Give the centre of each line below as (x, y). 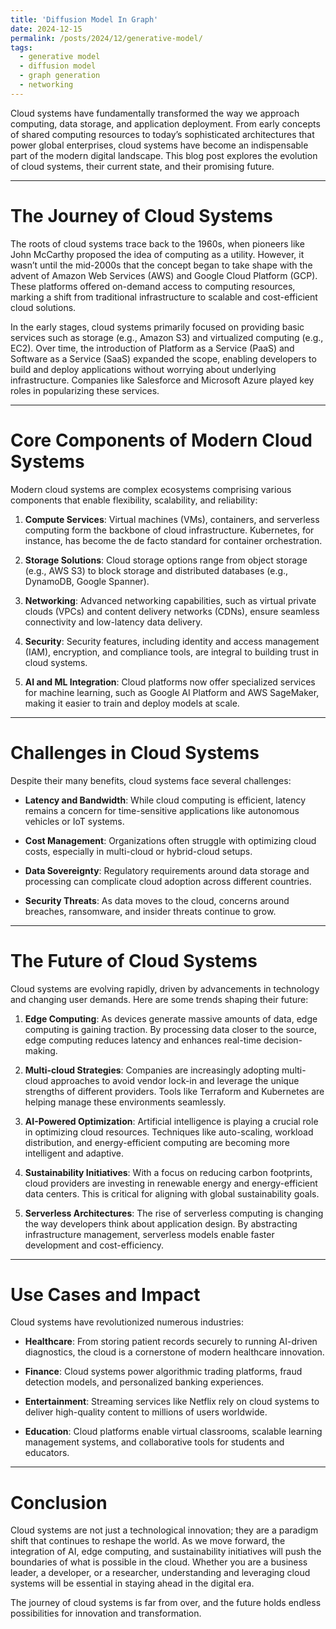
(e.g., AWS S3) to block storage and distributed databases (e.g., (156, 570)
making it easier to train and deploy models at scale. (132, 703)
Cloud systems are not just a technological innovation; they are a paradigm (164, 1530)
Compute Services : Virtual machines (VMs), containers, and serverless (172, 519)
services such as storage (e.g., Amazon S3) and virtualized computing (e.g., (167, 337)
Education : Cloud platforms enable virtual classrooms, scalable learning (173, 1432)
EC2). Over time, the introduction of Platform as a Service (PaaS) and (152, 348)
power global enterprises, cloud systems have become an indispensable (159, 145)
